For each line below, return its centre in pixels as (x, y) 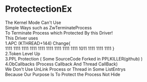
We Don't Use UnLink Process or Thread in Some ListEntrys (65, 69)
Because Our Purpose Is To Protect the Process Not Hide (63, 74)
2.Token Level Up (23, 53)
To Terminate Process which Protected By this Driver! (59, 33)
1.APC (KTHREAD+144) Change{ (38, 43)
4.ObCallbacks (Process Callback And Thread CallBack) (61, 64)
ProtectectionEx (38, 9)
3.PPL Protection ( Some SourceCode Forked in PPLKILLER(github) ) (74, 59)
